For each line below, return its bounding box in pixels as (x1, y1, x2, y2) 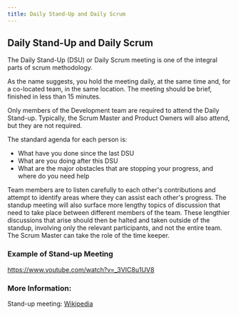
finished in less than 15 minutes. (7, 92, 101, 101)
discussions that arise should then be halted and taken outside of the (7, 216, 210, 225)
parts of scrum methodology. (7, 64, 93, 72)
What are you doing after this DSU (17, 156, 119, 165)
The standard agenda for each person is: (7, 135, 128, 144)
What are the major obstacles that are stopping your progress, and (17, 164, 214, 173)
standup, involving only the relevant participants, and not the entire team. (7, 224, 222, 232)
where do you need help (17, 172, 90, 181)
